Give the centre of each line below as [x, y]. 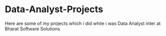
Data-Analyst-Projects [54, 9]
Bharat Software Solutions [32, 28]
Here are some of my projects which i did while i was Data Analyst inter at [83, 23]
